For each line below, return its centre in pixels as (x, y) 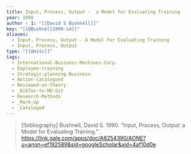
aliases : (17, 35)
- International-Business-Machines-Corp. (65, 62)
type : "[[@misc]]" (29, 52)
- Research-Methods (36, 96)
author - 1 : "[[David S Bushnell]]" (52, 23)
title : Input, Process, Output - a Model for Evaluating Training (93, 12)
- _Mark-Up (25, 102)
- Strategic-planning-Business (51, 74)
